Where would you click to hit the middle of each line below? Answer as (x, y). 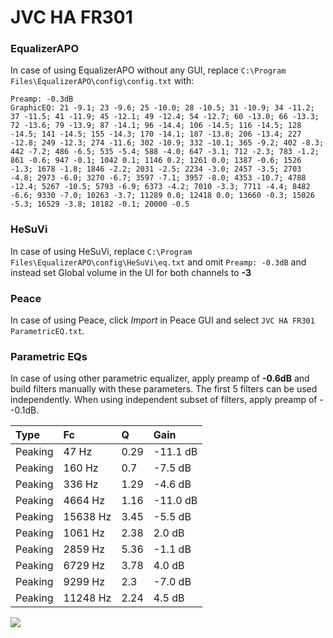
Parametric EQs (49, 356)
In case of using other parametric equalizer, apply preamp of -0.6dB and (160, 378)
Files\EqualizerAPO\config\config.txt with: (102, 81)
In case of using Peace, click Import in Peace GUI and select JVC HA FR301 (162, 320)
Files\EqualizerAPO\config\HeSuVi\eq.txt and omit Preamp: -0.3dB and (158, 262)
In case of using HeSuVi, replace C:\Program (101, 251)
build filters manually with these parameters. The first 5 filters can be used (164, 389)
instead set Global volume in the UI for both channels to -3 (131, 272)
